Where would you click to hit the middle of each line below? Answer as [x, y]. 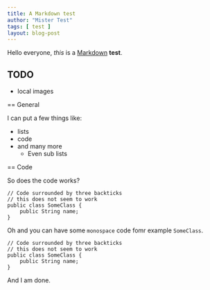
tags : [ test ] [29, 26]
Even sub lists [47, 154]
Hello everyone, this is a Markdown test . [65, 53]
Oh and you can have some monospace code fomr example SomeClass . [105, 230]
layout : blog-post [34, 33]
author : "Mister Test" [40, 20]
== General [24, 105]
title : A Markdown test [42, 14]
